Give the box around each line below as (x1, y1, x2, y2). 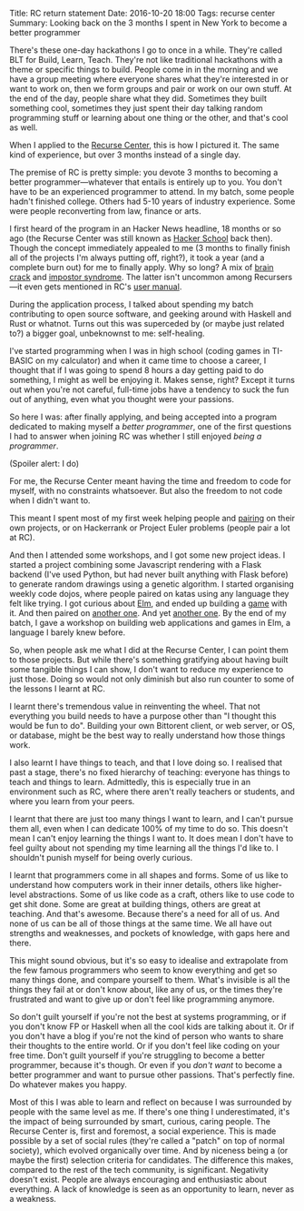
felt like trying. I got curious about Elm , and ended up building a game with (9, 598, 288, 609)
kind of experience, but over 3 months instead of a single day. (9, 149, 241, 160)
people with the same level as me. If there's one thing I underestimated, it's (9, 1106, 290, 1117)
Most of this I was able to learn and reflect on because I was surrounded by (9, 1096, 292, 1107)
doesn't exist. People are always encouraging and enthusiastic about (9, 1174, 268, 1185)
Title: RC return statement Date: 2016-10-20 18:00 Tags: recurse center (9, 8, 276, 18)
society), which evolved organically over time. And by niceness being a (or (9, 1145, 289, 1155)
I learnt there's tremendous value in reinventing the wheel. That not (9, 701, 260, 711)
